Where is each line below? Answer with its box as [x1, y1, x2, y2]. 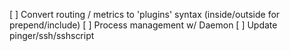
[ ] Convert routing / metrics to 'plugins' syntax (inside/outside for [9, 9, 281, 20]
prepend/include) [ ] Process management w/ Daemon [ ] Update [9, 19, 278, 31]
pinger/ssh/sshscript [9, 30, 95, 41]
